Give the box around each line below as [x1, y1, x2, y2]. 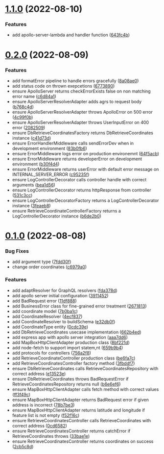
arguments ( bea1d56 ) [12, 182, 55, 188]
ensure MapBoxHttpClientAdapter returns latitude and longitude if [12, 407, 145, 413]
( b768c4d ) [12, 104, 34, 110]
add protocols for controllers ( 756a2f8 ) [12, 350, 92, 356]
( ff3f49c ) [12, 391, 31, 397]
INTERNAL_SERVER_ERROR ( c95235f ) [12, 171, 90, 177]
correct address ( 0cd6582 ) [12, 423, 68, 429]
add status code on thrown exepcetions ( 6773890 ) [12, 83, 115, 89]
